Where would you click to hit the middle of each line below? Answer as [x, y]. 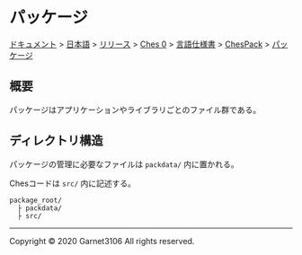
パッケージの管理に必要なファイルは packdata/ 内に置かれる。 [124, 164]
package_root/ [36, 200]
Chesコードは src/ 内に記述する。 [73, 183]
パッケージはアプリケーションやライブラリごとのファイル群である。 [135, 110]
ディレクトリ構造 [56, 141]
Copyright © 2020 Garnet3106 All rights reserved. [102, 241]
